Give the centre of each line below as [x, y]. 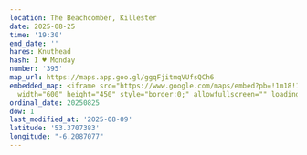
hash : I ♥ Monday [42, 60]
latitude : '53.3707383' [55, 129]
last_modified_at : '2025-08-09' [71, 119]
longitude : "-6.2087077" [57, 137]
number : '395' [37, 69]
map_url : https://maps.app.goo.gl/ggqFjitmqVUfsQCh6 [112, 77]
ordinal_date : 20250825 [55, 103]
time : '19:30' [37, 35]
